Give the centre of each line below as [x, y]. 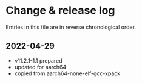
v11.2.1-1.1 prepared [38, 60]
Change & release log [60, 11]
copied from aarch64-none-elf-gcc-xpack [67, 73]
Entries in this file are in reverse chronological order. [71, 27]
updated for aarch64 [40, 67]
